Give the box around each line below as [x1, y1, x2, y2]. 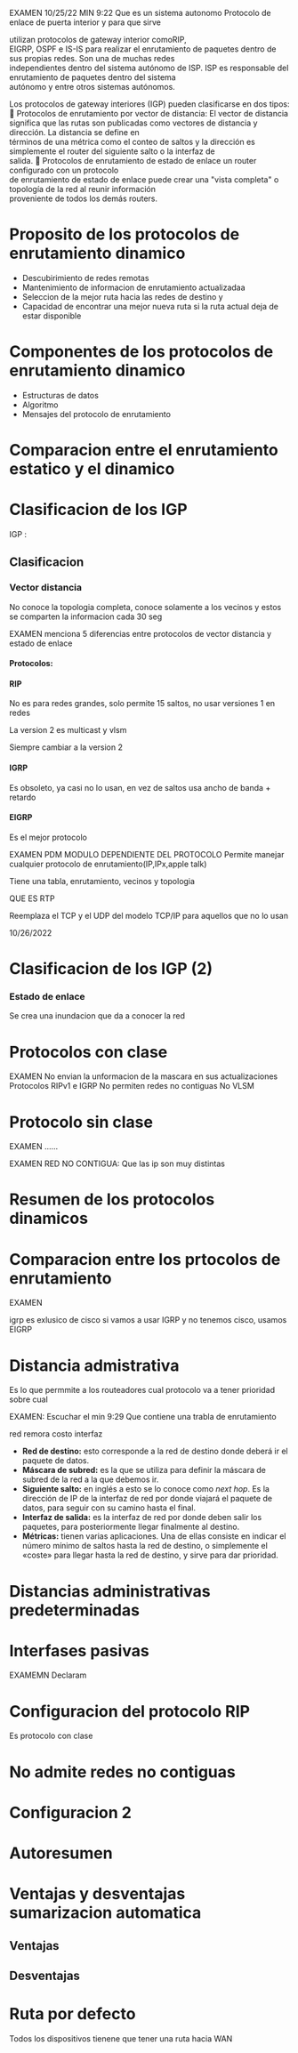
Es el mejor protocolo [9, 832, 87, 842]
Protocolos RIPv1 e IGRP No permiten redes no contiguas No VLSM [9, 1081, 255, 1091]
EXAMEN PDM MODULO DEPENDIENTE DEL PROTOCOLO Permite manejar [9, 849, 285, 859]
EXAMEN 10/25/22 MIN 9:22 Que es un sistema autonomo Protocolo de [9, 8, 271, 18]
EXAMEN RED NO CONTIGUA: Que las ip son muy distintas [9, 1158, 225, 1169]
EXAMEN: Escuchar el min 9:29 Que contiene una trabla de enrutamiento [9, 1412, 278, 1422]
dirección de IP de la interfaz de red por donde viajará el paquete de [21, 1493, 273, 1504]
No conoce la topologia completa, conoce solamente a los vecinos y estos [9, 601, 282, 612]
